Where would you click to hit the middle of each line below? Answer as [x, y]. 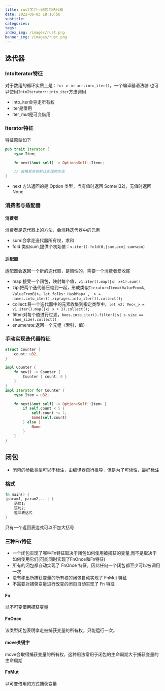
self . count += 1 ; [49, 413]
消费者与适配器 [23, 206]
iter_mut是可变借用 [31, 114]
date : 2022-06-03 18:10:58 [33, 14]
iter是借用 [22, 108]
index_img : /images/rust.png [35, 33]
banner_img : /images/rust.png [36, 37]
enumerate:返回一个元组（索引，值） [50, 325]
